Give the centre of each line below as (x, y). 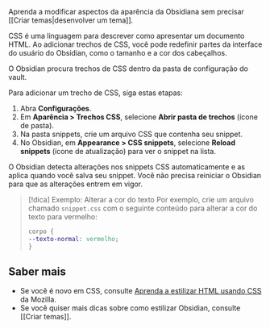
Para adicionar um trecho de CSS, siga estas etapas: (96, 93)
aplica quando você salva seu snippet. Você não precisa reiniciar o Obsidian (135, 175)
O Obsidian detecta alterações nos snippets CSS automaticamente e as (127, 167)
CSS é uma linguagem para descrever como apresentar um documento (127, 36)
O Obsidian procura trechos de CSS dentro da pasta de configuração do (128, 69)
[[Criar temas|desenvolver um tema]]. (71, 20)
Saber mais (37, 272)
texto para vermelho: (63, 217)
